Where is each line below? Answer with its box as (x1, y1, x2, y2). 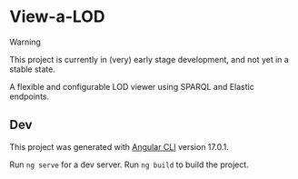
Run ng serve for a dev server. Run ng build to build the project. (9, 159, 250, 170)
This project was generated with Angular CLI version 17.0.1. (9, 141, 229, 152)
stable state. (9, 64, 56, 75)
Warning (9, 36, 41, 47)
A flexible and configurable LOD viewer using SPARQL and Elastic (9, 81, 254, 92)
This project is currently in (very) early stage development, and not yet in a (9, 54, 289, 65)
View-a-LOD (9, 6, 105, 27)
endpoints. (9, 91, 50, 102)
